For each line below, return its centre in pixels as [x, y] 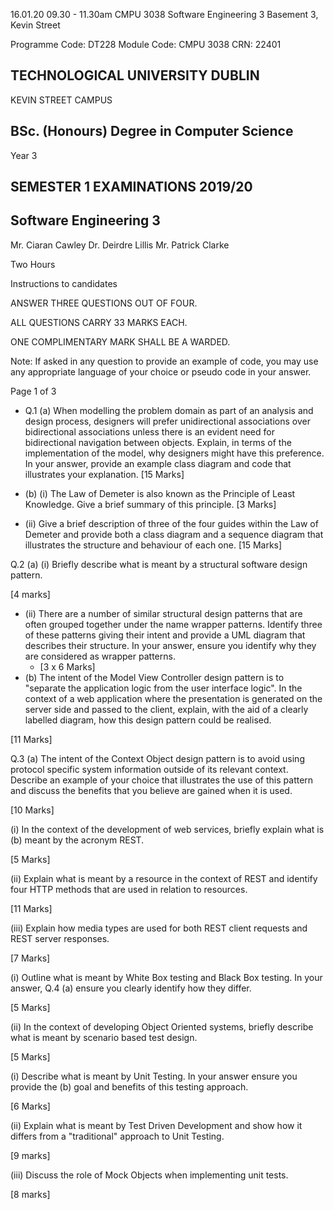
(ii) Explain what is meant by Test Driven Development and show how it [156, 1125]
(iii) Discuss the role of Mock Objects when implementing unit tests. [149, 1175]
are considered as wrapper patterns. [100, 656]
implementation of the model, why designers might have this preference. [174, 453]
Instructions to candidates [64, 283]
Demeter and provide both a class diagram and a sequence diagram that [174, 534]
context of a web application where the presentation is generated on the [173, 698]
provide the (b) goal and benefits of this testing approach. [129, 1086]
